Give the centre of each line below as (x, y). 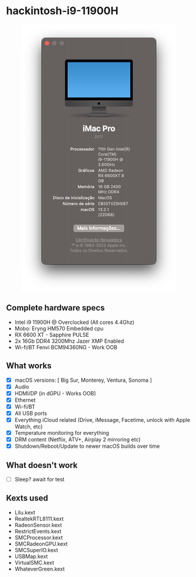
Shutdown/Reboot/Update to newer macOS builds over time (87, 446)
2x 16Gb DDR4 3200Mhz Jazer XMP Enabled (69, 341)
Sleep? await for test (39, 479)
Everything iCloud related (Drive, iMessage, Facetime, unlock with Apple (102, 419)
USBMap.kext (31, 556)
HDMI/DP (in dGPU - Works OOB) (55, 393)
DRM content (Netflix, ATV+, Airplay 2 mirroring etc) (78, 440)
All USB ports (31, 413)
